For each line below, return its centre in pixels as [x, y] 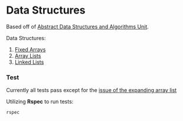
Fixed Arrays [30, 49]
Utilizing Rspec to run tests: [40, 102]
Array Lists [28, 55]
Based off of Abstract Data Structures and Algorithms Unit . [78, 27]
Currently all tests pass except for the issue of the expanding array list [91, 90]
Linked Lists [29, 62]
